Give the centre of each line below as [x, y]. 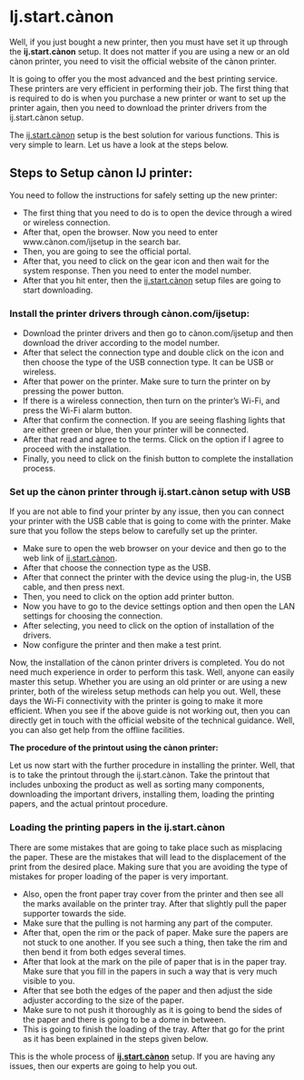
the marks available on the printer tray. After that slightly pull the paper [155, 903]
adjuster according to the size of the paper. [103, 1000]
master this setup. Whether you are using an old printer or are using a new [148, 682]
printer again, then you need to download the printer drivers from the [138, 107]
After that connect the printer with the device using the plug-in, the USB [157, 578]
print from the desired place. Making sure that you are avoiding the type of [149, 867]
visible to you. [49, 981]
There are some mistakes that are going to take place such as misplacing [146, 847]
